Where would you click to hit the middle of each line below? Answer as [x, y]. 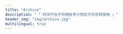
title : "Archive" [23, 10]
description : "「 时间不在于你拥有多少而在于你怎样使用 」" [62, 14]
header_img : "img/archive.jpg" [38, 19]
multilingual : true [26, 24]
